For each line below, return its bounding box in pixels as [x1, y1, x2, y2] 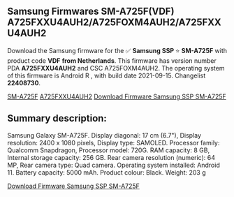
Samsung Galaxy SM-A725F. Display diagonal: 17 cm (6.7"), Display [7, 131, 201, 139]
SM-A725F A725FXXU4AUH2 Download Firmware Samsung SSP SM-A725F [7, 92, 227, 101]
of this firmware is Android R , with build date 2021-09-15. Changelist [7, 71, 206, 80]
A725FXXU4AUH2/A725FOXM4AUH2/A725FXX [7, 17, 221, 29]
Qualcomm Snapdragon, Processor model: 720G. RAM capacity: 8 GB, [7, 146, 210, 154]
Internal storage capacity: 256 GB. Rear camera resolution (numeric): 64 [7, 153, 215, 161]
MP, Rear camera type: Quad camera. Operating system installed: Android [7, 161, 220, 169]
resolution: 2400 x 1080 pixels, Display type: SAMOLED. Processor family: [7, 138, 220, 147]
